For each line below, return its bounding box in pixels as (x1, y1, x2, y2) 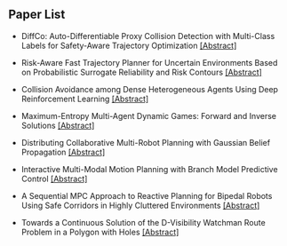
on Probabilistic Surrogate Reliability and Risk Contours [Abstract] (20, 67, 263, 77)
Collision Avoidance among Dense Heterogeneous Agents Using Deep (20, 83, 279, 94)
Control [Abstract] (20, 173, 88, 184)
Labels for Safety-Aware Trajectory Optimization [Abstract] (20, 40, 237, 51)
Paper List (8, 7, 66, 22)
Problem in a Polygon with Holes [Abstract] (20, 226, 179, 237)
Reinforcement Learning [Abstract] (20, 93, 149, 104)
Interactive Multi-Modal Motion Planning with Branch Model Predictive (20, 163, 278, 174)
